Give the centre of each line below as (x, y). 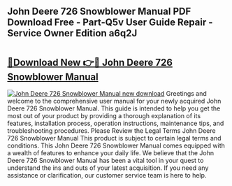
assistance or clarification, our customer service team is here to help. (107, 175)
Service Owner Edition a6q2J (72, 33)
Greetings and (187, 93)
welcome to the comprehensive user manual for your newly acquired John (114, 101)
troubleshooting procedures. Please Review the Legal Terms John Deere (111, 131)
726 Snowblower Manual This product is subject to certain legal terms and (114, 138)
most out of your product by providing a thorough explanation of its (104, 116)
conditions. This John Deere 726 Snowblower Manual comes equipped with (116, 145)
